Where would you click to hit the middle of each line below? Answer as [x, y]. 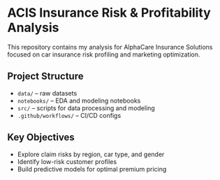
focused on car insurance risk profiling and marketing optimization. [104, 54]
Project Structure [45, 76]
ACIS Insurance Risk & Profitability [109, 13]
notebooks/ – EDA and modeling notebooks [79, 100]
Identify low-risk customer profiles [67, 161]
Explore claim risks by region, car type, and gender [91, 154]
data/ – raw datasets [47, 93]
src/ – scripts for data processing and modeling [86, 108]
